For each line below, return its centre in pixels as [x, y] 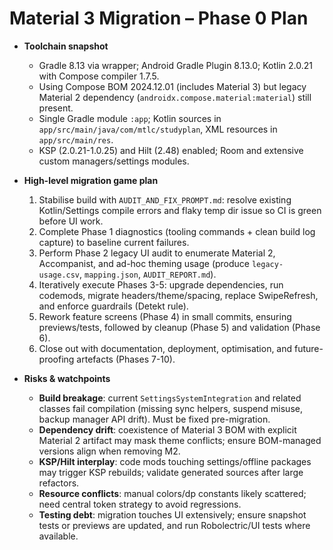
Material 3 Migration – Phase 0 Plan [159, 18]
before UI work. [71, 221]
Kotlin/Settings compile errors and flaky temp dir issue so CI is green [180, 210]
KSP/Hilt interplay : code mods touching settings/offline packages [175, 461]
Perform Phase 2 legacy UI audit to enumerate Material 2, [157, 253]
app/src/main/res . [76, 139]
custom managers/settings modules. [114, 161]
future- [309, 348]
